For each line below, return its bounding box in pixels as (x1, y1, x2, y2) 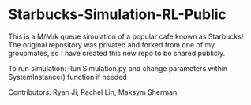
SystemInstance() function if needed (8, 72, 128, 81)
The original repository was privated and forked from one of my (8, 39, 215, 49)
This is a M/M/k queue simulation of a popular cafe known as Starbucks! (8, 32, 244, 41)
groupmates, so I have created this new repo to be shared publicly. (8, 48, 226, 58)
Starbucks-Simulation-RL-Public (8, 6, 227, 24)
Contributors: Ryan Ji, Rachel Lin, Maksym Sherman (8, 87, 178, 96)
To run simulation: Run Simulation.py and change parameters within (8, 63, 228, 73)
